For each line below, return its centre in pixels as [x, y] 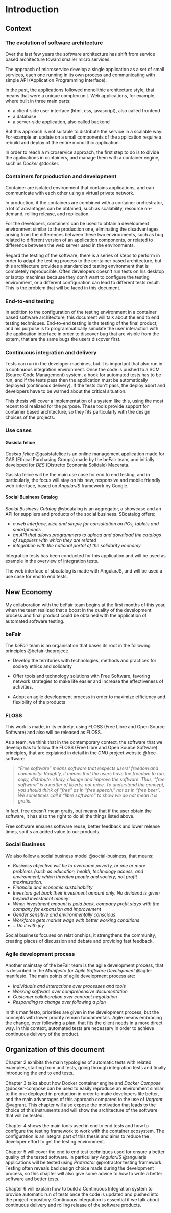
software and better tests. [32, 1179]
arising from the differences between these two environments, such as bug [84, 235]
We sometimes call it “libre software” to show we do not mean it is [88, 795]
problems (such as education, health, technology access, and [78, 871]
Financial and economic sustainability [53, 887]
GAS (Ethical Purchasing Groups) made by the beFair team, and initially [80, 459]
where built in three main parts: [38, 101]
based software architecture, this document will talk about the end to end [82, 317]
